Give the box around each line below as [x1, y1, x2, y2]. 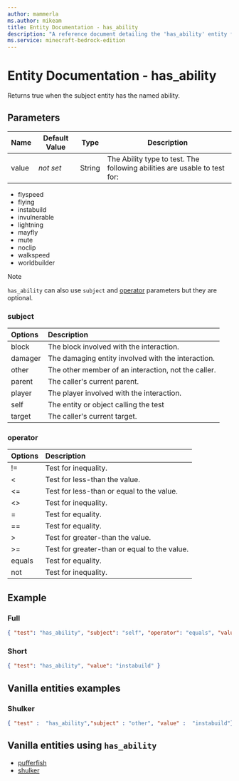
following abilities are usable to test [107, 163, 225, 173]
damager [11, 354, 41, 364]
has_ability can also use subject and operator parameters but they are [7, 286, 217, 295]
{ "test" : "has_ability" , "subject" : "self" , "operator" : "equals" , [7, 629, 215, 637]
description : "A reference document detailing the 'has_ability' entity [7, 30, 228, 38]
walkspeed [17, 250, 51, 259]
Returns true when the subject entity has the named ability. [7, 91, 180, 100]
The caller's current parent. [47, 377, 139, 387]
